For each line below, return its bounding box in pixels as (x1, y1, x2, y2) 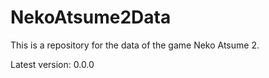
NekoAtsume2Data (10, 6, 172, 29)
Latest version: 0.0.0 (10, 58, 95, 70)
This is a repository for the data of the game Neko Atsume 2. (10, 39, 260, 51)
